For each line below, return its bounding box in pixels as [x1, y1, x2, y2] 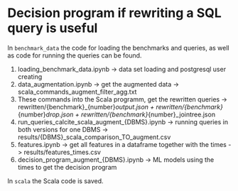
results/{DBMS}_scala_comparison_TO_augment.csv [17, 133, 171, 141]
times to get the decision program [17, 163, 117, 171]
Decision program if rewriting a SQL [7, 5, 222, 21]
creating [17, 72, 43, 81]
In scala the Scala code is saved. [7, 176, 104, 185]
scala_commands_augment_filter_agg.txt [17, 87, 137, 96]
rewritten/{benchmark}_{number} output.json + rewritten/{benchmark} [17, 102, 224, 111]
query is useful [7, 20, 98, 36]
